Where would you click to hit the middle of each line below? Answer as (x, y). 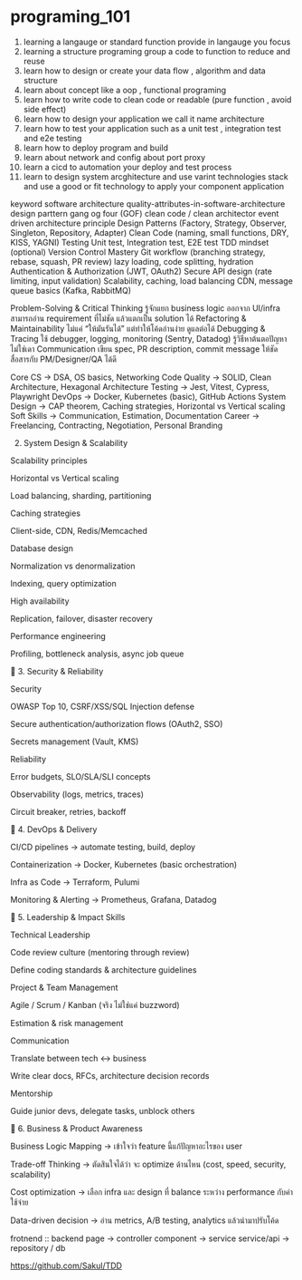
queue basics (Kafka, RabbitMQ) (71, 290)
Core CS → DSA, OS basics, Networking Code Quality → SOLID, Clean (141, 377)
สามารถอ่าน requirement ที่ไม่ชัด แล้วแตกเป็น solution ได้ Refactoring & (128, 318)
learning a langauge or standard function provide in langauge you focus (157, 42)
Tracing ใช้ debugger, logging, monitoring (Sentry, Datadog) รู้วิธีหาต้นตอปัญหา (149, 338)
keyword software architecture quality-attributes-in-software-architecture (148, 204)
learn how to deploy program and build (96, 148)
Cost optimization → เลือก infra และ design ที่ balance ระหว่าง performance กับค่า (151, 1192)
